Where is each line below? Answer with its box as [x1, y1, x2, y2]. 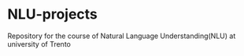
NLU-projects [7, 5, 98, 23]
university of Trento [7, 39, 72, 48]
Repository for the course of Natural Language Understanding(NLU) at [7, 31, 236, 40]
